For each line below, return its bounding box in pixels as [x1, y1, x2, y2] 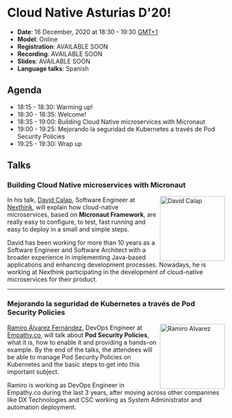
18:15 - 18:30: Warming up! [17, 102, 93, 111]
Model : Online [17, 35, 58, 43]
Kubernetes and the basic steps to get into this [7, 360, 140, 368]
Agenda [7, 84, 42, 96]
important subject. [7, 368, 59, 376]
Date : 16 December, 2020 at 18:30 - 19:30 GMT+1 [17, 28, 158, 36]
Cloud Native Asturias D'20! [7, 5, 171, 21]
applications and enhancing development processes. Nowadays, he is [7, 260, 206, 269]
